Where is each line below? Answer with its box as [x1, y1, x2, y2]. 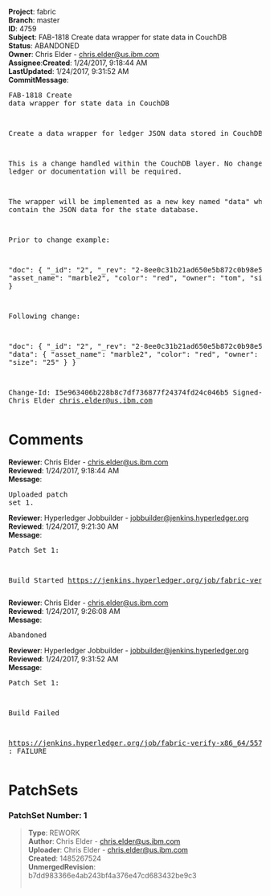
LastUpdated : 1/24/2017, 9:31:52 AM [8, 67, 129, 76]
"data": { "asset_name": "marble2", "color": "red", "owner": [8, 350, 259, 358]
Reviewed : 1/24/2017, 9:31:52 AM [8, 654, 119, 664]
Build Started [8, 575, 64, 585]
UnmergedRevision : [27, 862, 96, 872]
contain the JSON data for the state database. [8, 205, 199, 214]
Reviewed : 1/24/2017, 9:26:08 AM [8, 606, 121, 616]
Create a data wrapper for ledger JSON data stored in [8, 129, 229, 137]
